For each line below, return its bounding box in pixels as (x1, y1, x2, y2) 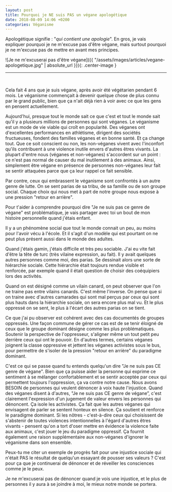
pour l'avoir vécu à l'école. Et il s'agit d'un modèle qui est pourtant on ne (5, 231, 158, 237)
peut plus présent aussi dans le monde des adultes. (5, 236, 114, 242)
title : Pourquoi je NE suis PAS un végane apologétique (5, 12, 127, 17)
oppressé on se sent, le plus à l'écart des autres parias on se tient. (5, 305, 146, 311)
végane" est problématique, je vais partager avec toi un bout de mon (5, 210, 150, 216)
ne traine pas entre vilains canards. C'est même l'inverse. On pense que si (5, 289, 162, 295)
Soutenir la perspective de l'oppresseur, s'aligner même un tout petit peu (5, 331, 160, 337)
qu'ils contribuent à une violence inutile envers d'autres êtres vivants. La (5, 146, 159, 152)
